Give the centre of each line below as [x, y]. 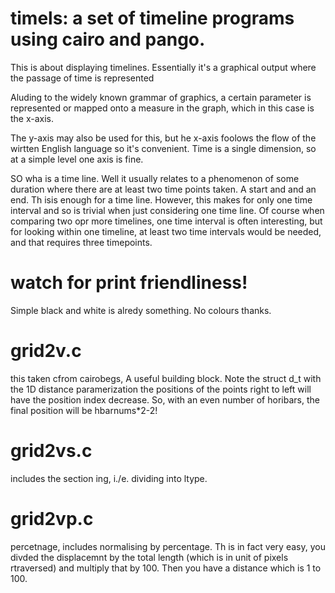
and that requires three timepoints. [81, 242]
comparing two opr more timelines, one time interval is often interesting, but [166, 221]
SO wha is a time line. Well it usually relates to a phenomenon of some [155, 178]
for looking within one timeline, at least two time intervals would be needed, [166, 231]
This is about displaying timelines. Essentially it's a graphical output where [163, 67]
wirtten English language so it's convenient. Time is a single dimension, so [163, 148]
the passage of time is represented [82, 78]
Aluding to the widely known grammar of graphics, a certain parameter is [161, 97]
